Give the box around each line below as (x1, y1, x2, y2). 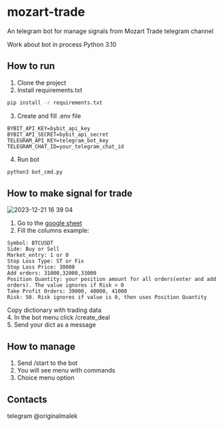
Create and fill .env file (16, 112, 81, 120)
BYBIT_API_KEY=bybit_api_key (7, 125, 91, 132)
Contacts (7, 393, 48, 405)
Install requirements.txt (16, 85, 82, 94)
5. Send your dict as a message (7, 321, 96, 329)
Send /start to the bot (16, 359, 78, 367)
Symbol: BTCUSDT (7, 240, 54, 247)
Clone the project (16, 79, 67, 87)
